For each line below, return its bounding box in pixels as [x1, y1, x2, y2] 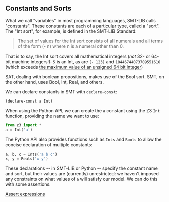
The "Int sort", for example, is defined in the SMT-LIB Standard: [5, 28, 137, 34]
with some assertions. [5, 181, 51, 187]
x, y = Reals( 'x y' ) [5, 156, 49, 161]
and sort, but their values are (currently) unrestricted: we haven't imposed [5, 171, 159, 177]
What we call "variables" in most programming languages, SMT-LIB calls [5, 17, 156, 23]
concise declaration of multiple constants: [5, 141, 92, 148]
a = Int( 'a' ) [5, 127, 33, 132]
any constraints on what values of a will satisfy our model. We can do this [5, 176, 158, 182]
